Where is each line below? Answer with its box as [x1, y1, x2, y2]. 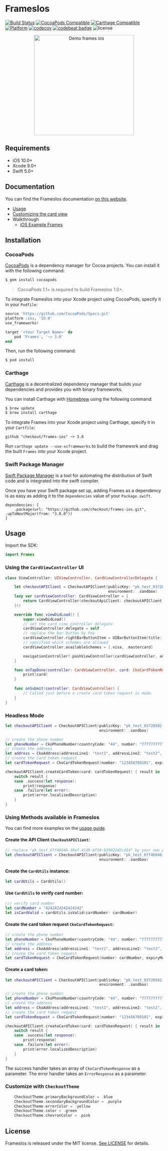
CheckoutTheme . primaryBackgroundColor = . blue [14, 1094, 113, 1099]
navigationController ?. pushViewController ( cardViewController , [23, 653, 157, 659]
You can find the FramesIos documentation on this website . [5, 196, 127, 202]
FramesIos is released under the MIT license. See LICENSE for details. [5, 1140, 149, 1146]
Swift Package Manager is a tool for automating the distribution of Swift [5, 472, 152, 479]
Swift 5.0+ [12, 168, 34, 174]
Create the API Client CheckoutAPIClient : [5, 836, 90, 842]
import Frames [5, 552, 35, 557]
